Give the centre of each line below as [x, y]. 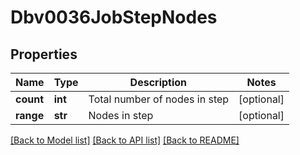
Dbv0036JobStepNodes [114, 17]
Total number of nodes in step [159, 99]
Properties [44, 54]
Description [158, 82]
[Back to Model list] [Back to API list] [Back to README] [125, 140]
